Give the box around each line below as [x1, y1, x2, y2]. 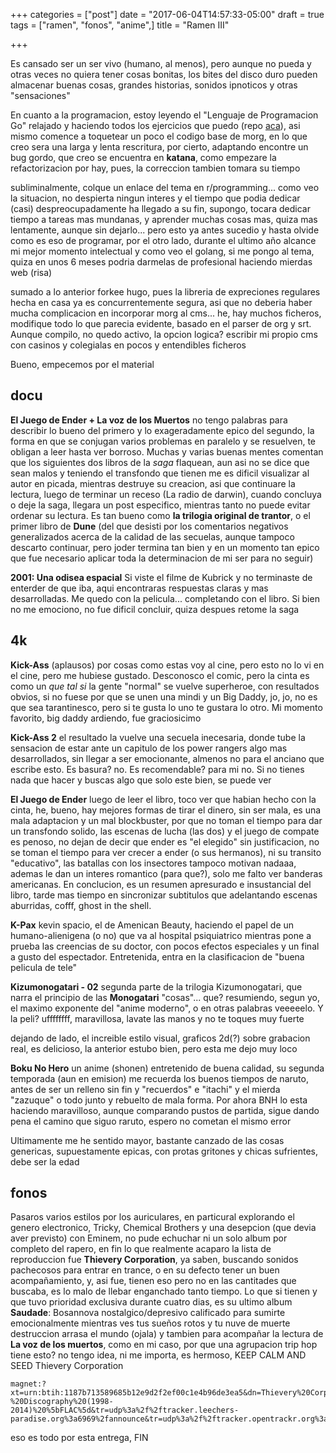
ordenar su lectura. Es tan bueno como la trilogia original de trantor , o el [10, 509, 311, 521]
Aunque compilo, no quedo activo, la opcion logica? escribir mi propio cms [10, 329, 318, 340]
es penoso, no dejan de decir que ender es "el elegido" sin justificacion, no [10, 835, 320, 848]
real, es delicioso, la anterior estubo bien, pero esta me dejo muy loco [10, 1042, 298, 1054]
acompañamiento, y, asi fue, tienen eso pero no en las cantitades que [10, 1275, 297, 1287]
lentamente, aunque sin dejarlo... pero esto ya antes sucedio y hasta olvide [10, 224, 320, 236]
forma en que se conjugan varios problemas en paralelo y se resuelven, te [10, 435, 317, 447]
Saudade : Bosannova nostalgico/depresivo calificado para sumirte [10, 1307, 286, 1319]
